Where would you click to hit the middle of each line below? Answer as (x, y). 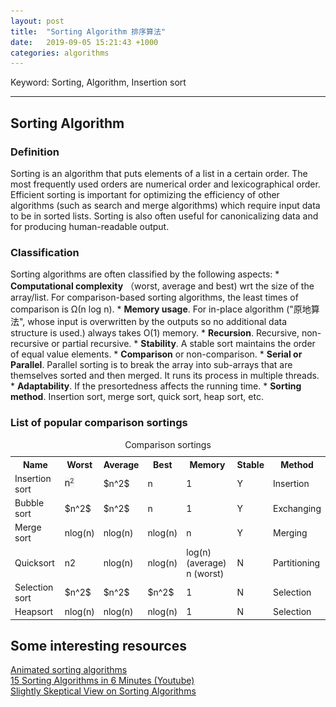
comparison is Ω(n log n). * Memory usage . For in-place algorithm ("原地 (161, 309)
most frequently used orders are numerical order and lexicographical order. (165, 184)
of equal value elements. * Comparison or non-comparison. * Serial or (156, 354)
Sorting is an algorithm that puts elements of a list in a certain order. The (159, 173)
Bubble (29, 503)
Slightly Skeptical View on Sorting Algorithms (103, 691)
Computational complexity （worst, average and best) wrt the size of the (162, 286)
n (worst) (205, 573)
